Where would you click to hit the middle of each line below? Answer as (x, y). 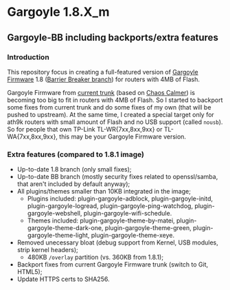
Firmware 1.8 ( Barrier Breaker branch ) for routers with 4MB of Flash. (104, 79)
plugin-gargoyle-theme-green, (148, 228)
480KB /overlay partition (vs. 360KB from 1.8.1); (95, 257)
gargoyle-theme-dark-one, (65, 228)
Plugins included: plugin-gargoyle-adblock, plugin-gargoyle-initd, (120, 199)
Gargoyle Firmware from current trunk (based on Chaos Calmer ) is (101, 92)
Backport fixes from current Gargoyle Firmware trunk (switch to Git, (113, 265)
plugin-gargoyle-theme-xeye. (133, 236)
